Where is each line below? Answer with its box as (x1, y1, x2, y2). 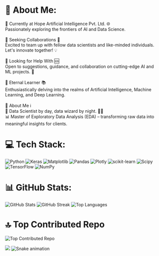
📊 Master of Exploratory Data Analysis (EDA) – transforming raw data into (5, 113, 155, 120)
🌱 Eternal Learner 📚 (5, 79, 47, 85)
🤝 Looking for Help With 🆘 (5, 58, 59, 64)
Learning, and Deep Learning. (5, 92, 65, 97)
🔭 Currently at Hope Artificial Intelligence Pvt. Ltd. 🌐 (5, 21, 110, 27)
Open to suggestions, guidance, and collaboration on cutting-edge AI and (5, 64, 154, 69)
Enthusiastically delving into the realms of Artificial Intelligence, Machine (5, 86, 152, 93)
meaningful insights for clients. (5, 121, 68, 127)
